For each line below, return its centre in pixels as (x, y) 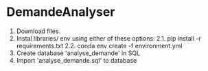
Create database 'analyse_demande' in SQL (78, 53)
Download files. (38, 31)
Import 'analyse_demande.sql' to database (77, 60)
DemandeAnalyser (61, 12)
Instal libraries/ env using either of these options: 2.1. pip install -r (109, 38)
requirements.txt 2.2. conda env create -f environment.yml (99, 45)
